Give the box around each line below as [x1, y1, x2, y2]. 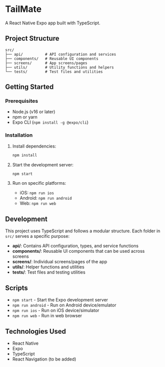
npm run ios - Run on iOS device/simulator [12, 307, 100, 313]
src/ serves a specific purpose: [5, 233, 70, 239]
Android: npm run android [19, 195, 72, 201]
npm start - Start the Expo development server [12, 297, 108, 303]
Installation [5, 132, 33, 139]
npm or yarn [12, 114, 38, 120]
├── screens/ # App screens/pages [5, 61, 88, 66]
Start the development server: [12, 161, 74, 167]
